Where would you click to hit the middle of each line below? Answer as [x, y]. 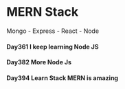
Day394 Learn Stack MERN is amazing [62, 78]
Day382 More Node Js [39, 62]
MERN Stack [43, 12]
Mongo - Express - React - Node [53, 31]
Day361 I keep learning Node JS [53, 47]
